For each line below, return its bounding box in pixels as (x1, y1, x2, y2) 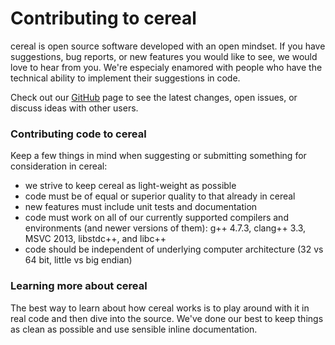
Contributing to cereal (10, 7, 197, 30)
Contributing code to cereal (10, 127, 147, 141)
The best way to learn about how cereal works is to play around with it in (10, 302, 310, 314)
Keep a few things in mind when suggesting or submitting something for (10, 150, 307, 162)
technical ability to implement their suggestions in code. (10, 72, 241, 84)
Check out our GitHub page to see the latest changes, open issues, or (10, 91, 298, 103)
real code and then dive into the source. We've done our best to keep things (10, 312, 324, 324)
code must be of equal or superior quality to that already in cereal (24, 190, 296, 202)
